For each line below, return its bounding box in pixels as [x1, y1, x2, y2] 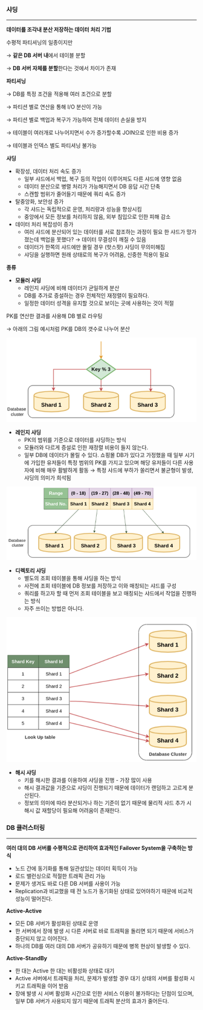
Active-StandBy [6, 954, 48, 962]
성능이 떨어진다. [14, 895, 53, 902]
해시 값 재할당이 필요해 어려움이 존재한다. [24, 807, 121, 814]
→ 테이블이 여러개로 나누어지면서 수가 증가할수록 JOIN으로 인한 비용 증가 [6, 129, 179, 136]
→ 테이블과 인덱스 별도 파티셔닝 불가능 [6, 142, 97, 149]
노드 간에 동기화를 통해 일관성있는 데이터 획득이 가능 [14, 865, 138, 872]
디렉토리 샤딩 [14, 567, 47, 574]
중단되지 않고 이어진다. [14, 935, 69, 942]
